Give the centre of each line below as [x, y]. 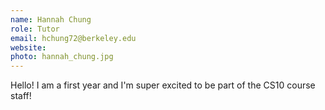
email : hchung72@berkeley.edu [73, 38]
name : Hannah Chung [51, 19]
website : [28, 47]
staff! [21, 96]
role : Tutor [35, 29]
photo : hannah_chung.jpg [62, 57]
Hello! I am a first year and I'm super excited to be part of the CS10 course [163, 85]
